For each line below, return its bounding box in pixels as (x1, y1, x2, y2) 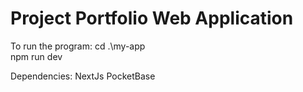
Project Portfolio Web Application (10, 7, 294, 30)
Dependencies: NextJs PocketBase (10, 70, 156, 82)
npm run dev (10, 50, 63, 62)
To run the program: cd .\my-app (10, 40, 146, 52)
